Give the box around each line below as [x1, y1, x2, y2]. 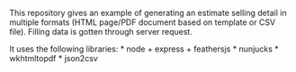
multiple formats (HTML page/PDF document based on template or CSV [9, 17, 276, 28]
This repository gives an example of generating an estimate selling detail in [9, 8, 287, 18]
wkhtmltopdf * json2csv [9, 53, 99, 63]
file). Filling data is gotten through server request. [9, 27, 193, 36]
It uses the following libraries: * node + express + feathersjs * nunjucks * [9, 44, 279, 54]
